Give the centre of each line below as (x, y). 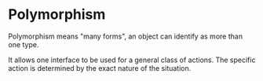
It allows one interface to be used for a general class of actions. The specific (132, 60)
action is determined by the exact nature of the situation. (100, 68)
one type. (24, 44)
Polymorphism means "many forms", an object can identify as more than (126, 36)
